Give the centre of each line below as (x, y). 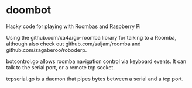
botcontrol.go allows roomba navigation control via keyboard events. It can (96, 61)
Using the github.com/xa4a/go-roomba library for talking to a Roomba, (91, 37)
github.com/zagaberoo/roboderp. (47, 50)
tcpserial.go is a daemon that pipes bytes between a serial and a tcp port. (95, 79)
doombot (29, 10)
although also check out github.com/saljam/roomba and (73, 44)
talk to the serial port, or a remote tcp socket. (61, 67)
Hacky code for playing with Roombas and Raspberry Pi (73, 26)
